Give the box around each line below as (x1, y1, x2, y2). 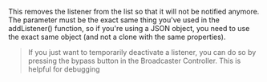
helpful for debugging (27, 64, 100, 74)
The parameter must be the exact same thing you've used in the (8, 15, 220, 25)
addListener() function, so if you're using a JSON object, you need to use (8, 24, 250, 33)
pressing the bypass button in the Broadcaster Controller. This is (27, 56, 241, 65)
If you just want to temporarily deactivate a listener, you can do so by (27, 48, 257, 57)
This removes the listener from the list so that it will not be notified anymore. (8, 7, 260, 16)
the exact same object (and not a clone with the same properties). (8, 32, 226, 41)
